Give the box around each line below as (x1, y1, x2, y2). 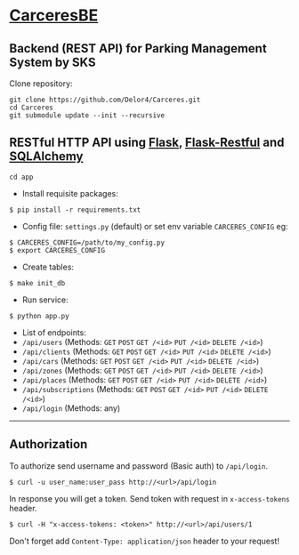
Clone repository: (9, 78, 73, 89)
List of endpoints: (21, 326, 87, 338)
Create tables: (21, 261, 74, 272)
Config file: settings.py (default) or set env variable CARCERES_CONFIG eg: (21, 221, 288, 231)
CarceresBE (9, 5, 99, 26)
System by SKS (9, 54, 96, 69)
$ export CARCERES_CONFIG (9, 245, 105, 254)
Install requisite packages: (21, 188, 118, 198)
